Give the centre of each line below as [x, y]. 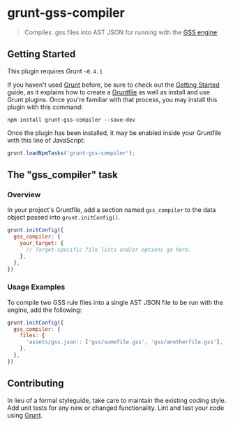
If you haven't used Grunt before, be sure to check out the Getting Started [113, 85]
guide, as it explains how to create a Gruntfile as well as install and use [109, 92]
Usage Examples [36, 287]
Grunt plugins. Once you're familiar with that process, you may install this [112, 99]
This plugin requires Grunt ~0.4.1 [55, 71]
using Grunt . [25, 415]
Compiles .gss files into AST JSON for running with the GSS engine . [121, 32]
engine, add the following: [45, 310]
